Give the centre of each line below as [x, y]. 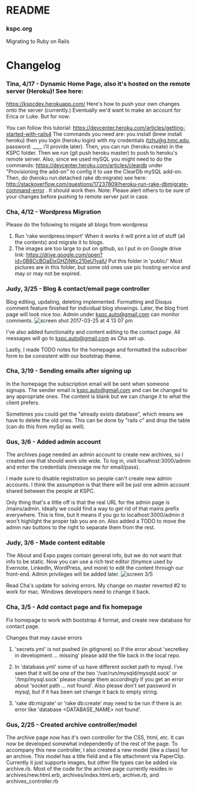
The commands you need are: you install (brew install [117, 134]
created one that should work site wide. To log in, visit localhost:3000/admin [98, 461]
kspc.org [19, 29]
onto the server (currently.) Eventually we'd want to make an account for [94, 110]
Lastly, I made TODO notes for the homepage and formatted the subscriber [97, 349]
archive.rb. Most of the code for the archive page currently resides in [89, 769]
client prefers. [23, 402]
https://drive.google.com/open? [64, 255]
